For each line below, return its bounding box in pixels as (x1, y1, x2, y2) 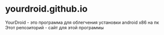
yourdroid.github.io (5, 3, 88, 15)
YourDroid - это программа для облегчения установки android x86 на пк (5, 19, 160, 25)
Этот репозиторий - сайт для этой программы (5, 24, 104, 30)
